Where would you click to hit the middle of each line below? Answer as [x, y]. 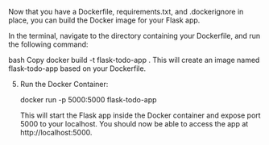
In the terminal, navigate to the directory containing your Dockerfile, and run [134, 36]
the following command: [48, 44]
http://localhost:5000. [56, 133]
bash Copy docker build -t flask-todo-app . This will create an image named [134, 60]
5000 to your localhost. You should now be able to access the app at [134, 124]
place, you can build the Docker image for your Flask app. [104, 20]
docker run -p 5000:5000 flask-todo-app [88, 99]
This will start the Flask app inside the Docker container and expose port [140, 115]
